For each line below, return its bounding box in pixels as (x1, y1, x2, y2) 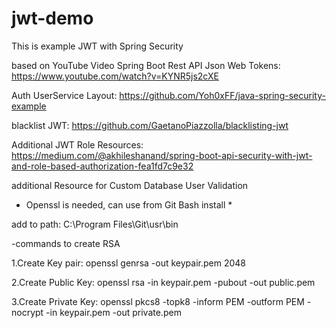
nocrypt (11, 306, 44, 318)
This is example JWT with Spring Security (11, 40, 184, 52)
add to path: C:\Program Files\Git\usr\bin (11, 218, 179, 230)
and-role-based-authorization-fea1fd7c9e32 (11, 160, 194, 172)
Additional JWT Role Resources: (11, 138, 144, 151)
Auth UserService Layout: (11, 89, 118, 101)
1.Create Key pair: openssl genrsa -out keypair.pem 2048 (11, 257, 246, 269)
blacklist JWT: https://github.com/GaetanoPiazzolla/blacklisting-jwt (11, 119, 289, 131)
